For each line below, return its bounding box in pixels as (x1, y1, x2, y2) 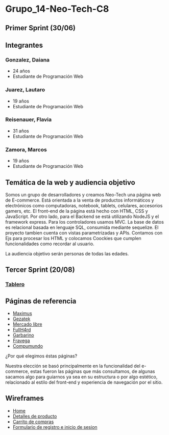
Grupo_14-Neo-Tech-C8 (5, 3, 109, 15)
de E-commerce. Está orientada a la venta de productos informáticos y (5, 197, 154, 203)
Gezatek (12, 316, 31, 322)
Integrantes (5, 41, 43, 49)
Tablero (5, 281, 25, 288)
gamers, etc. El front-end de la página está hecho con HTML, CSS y (5, 208, 148, 214)
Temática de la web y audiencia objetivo (5, 178, 135, 187)
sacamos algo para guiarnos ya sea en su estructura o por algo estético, (5, 374, 158, 380)
